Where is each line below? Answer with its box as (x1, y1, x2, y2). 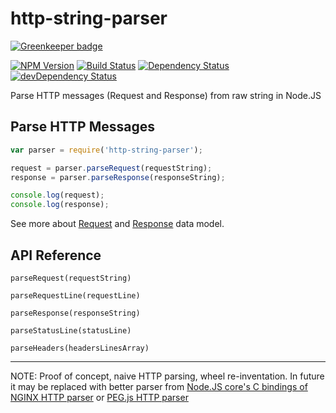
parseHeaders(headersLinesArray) (10, 343, 150, 353)
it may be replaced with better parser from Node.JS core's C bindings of (10, 380, 308, 392)
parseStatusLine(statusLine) (10, 325, 132, 336)
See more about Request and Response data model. (10, 218, 225, 230)
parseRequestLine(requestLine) (10, 290, 141, 301)
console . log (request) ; (10, 190, 105, 201)
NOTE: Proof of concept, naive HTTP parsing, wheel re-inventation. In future (10, 370, 325, 382)
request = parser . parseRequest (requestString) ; (10, 163, 213, 173)
